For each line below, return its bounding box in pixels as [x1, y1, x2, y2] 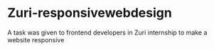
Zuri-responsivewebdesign [7, 5, 172, 21]
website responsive [7, 35, 65, 44]
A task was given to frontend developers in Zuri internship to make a [7, 28, 208, 37]
